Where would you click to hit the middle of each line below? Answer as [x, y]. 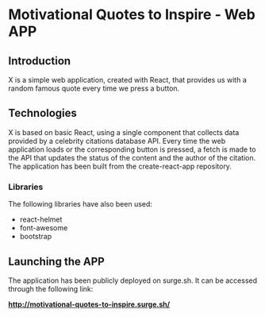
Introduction [40, 61]
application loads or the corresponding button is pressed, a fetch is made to [132, 149]
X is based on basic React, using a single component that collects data [124, 132]
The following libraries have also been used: [81, 204]
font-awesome [44, 228]
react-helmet [41, 219]
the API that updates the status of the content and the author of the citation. [132, 157]
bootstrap [36, 237]
